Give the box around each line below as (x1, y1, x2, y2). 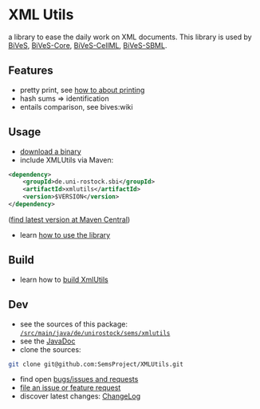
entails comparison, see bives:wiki (19, 102, 133, 111)
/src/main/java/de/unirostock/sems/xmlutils (19, 329, 171, 337)
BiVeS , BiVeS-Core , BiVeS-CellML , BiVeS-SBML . (8, 40, 167, 50)
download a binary (19, 146, 81, 156)
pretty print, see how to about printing (19, 85, 145, 94)
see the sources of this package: (19, 319, 128, 329)
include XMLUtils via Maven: (19, 154, 114, 165)
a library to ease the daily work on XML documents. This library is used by (8, 32, 253, 42)
